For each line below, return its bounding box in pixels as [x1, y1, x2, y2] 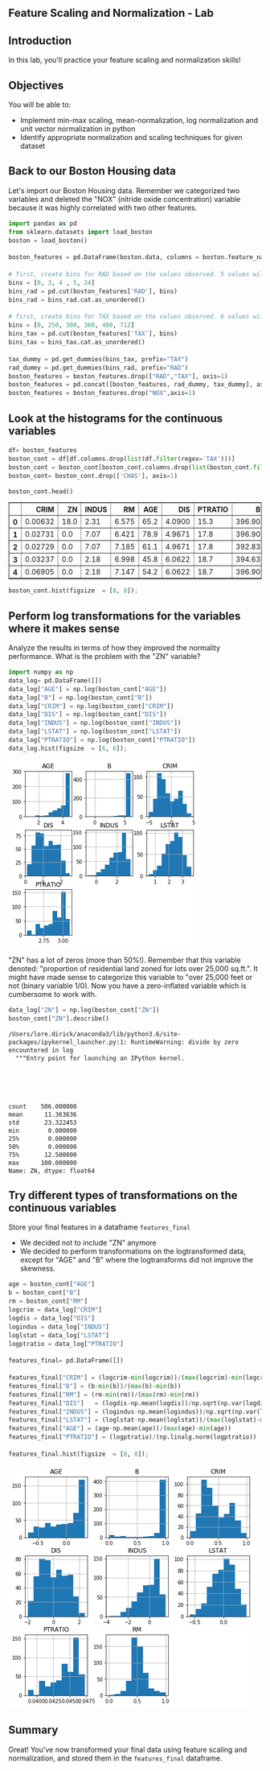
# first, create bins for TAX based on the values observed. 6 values [8, 313, 250, 321]
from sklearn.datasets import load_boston [8, 228, 153, 236]
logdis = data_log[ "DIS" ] [8, 1314, 95, 1322]
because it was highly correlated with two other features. [8, 203, 198, 212]
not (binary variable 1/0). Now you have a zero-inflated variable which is [8, 981, 247, 991]
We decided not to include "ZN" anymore [19, 1238, 157, 1248]
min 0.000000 [8, 1126, 78, 1135]
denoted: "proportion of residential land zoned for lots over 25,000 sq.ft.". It [8, 963, 259, 973]
